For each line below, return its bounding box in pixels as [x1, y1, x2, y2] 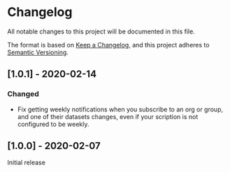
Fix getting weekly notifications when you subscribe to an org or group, [17, 105, 224, 114]
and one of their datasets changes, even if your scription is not [17, 112, 199, 120]
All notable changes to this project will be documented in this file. [7, 27, 196, 36]
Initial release [7, 158, 45, 167]
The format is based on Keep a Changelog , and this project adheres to [7, 40, 210, 49]
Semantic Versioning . [7, 48, 69, 56]
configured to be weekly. [17, 120, 89, 128]
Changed [7, 89, 40, 99]
